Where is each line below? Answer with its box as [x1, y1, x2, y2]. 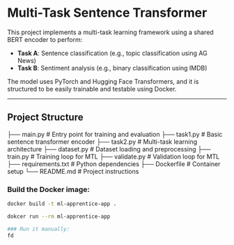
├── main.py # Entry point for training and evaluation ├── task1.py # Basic [7, 130, 223, 138]
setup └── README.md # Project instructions [7, 167, 139, 175]
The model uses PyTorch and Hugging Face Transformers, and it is [7, 77, 199, 85]
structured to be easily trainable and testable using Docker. [7, 84, 177, 93]
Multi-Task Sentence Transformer [7, 5, 208, 21]
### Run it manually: [7, 225, 70, 232]
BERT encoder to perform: [7, 35, 83, 43]
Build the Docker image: [7, 184, 91, 194]
